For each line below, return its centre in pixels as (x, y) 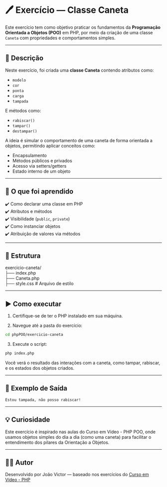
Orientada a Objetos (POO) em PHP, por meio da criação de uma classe (79, 32)
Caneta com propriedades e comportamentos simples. (60, 38)
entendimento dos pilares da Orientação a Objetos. (57, 442)
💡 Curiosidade (28, 420)
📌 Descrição (24, 58)
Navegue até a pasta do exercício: (47, 326)
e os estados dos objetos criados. (40, 368)
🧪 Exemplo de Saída (36, 388)
